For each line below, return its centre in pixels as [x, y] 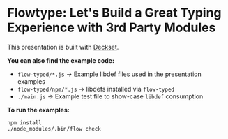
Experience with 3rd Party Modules [112, 28]
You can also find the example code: [61, 60]
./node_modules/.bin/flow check [54, 129]
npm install [24, 123]
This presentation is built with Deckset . [63, 47]
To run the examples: [38, 110]
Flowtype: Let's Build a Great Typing [114, 13]
